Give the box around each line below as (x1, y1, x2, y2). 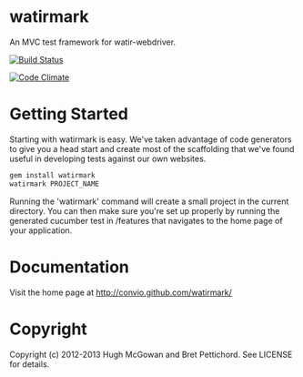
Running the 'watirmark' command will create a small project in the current (9, 196, 289, 207)
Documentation (9, 257, 130, 277)
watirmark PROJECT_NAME (9, 179, 100, 188)
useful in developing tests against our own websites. (9, 153, 207, 164)
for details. (9, 358, 50, 370)
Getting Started (9, 104, 129, 125)
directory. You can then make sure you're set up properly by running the (9, 205, 280, 216)
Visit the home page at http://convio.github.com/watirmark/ (9, 287, 232, 298)
